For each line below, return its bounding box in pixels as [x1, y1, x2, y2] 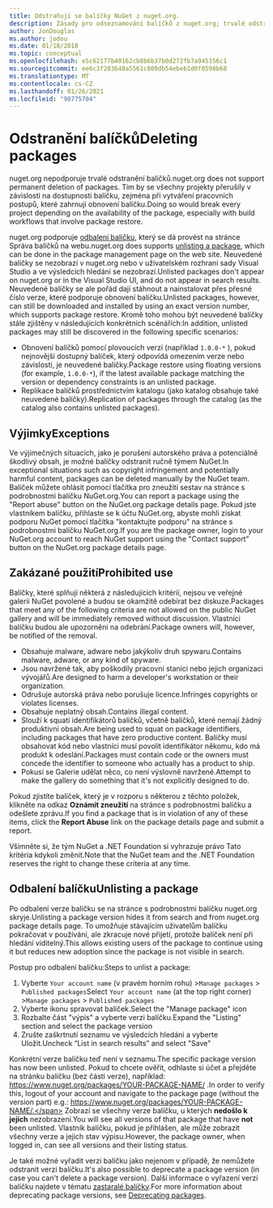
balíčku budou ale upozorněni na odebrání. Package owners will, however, [9, 621, 255, 632]
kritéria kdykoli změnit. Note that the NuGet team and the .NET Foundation [9, 850, 255, 860]
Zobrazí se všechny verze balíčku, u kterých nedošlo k [64, 1105, 248, 1115]
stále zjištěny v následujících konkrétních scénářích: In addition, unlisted [9, 318, 248, 328]
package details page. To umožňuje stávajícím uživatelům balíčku [9, 920, 228, 930]
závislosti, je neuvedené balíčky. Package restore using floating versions [20, 360, 262, 369]
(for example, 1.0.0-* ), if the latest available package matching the [20, 369, 245, 378]
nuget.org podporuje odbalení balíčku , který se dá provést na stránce [9, 233, 241, 242]
